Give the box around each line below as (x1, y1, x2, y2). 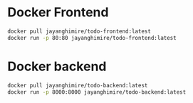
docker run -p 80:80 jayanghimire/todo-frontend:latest (7, 34, 177, 41)
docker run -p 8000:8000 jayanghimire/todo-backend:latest (7, 88, 187, 96)
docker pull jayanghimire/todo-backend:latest (7, 82, 148, 89)
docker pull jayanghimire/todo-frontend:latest (7, 28, 152, 35)
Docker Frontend (7, 4, 109, 21)
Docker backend (7, 58, 107, 75)
